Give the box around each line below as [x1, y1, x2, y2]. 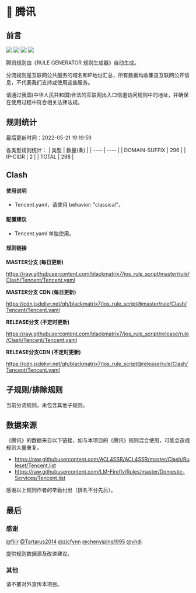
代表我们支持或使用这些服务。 [21, 79, 93, 85]
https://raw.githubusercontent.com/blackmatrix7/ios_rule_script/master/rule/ [6, 270, 190, 277]
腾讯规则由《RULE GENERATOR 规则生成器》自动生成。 [6, 59, 140, 66]
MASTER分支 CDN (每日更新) [6, 288, 76, 296]
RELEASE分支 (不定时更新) [6, 318, 70, 325]
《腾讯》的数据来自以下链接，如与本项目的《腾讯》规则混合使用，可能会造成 [6, 437, 190, 444]
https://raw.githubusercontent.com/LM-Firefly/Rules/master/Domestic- [14, 468, 185, 475]
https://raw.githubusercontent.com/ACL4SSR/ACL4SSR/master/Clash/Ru [14, 456, 190, 463]
